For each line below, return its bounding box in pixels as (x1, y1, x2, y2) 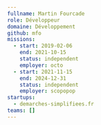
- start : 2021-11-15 (13, 68, 73, 75)
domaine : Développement (7, 23, 76, 30)
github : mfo (7, 29, 42, 37)
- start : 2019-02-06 (13, 42, 73, 49)
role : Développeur (7, 17, 60, 24)
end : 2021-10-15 (19, 49, 67, 56)
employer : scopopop (19, 87, 76, 94)
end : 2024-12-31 (19, 74, 67, 82)
